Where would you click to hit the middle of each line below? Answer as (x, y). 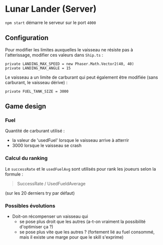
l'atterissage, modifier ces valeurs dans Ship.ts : (54, 55)
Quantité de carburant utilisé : (35, 131)
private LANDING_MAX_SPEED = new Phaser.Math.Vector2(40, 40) (70, 64)
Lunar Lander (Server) (51, 9)
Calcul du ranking (26, 158)
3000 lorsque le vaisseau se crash (47, 146)
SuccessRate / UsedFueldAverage (51, 183)
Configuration (27, 38)
